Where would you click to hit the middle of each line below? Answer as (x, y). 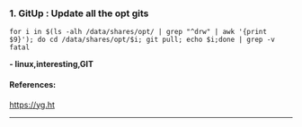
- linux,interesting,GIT (52, 64)
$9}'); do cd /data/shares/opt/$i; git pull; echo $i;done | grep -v (142, 40)
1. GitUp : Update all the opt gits (79, 13)
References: (33, 84)
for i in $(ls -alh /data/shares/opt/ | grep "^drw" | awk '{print (138, 32)
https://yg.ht (32, 105)
